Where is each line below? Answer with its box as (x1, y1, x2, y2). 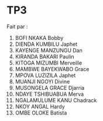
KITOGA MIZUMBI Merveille (15, 59, 83, 66)
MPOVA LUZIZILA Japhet (15, 72, 76, 79)
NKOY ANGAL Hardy (15, 103, 65, 110)
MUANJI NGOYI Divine (15, 78, 70, 85)
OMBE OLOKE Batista (15, 109, 67, 116)
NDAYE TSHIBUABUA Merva (15, 90, 84, 98)
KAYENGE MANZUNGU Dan (15, 46, 83, 53)
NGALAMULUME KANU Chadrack (15, 96, 97, 103)
